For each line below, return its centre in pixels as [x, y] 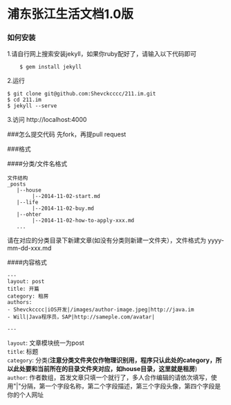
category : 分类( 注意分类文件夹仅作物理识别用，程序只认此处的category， [111, 360]
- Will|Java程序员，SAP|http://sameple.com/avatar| [81, 317]
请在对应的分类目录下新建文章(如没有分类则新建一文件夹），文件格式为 [107, 240]
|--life [27, 202]
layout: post [26, 282]
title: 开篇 [23, 289]
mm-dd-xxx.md [29, 248]
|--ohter [29, 215]
